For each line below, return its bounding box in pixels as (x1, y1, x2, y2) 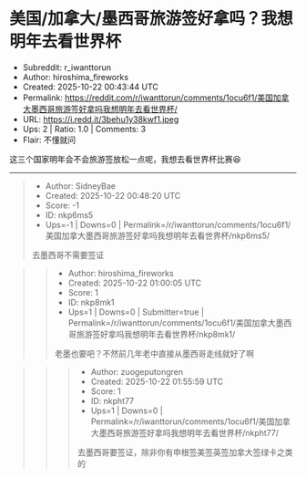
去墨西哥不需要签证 (31, 249, 105, 260)
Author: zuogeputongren (90, 366, 184, 377)
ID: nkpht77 (90, 395, 135, 406)
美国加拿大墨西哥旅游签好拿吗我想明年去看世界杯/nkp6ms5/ (45, 230, 270, 241)
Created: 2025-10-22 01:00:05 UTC (67, 277, 202, 288)
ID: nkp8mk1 (67, 296, 116, 307)
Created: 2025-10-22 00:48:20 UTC (45, 190, 181, 201)
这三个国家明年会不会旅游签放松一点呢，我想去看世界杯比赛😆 (9, 153, 241, 164)
